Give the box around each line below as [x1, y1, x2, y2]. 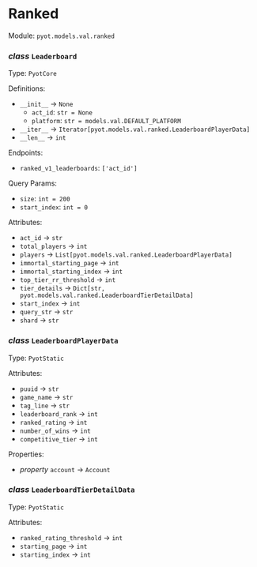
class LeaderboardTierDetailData [8, 484, 135, 495]
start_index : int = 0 [19, 202, 89, 212]
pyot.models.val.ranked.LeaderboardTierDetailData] [19, 291, 194, 300]
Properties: [8, 449, 45, 459]
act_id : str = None [31, 107, 93, 117]
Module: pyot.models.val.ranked [8, 31, 115, 40]
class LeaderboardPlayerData [8, 335, 119, 346]
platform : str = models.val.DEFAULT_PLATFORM [31, 116, 182, 126]
